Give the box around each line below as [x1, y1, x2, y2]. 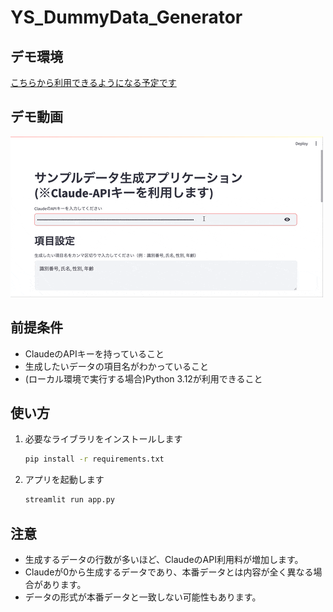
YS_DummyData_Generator [10, 6, 243, 29]
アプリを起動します [24, 474, 105, 486]
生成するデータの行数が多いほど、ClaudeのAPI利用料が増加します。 [24, 554, 304, 565]
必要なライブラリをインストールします [24, 433, 183, 445]
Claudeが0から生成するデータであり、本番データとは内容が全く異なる [24, 566, 314, 578]
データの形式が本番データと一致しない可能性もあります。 [24, 591, 262, 603]
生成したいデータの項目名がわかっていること [24, 360, 210, 372]
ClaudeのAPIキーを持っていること [24, 347, 165, 360]
